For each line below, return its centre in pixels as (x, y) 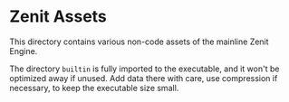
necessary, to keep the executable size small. (94, 88)
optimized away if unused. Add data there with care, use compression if (144, 78)
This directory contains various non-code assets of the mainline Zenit (139, 42)
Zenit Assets (58, 17)
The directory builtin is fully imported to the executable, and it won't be (144, 69)
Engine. (24, 51)
